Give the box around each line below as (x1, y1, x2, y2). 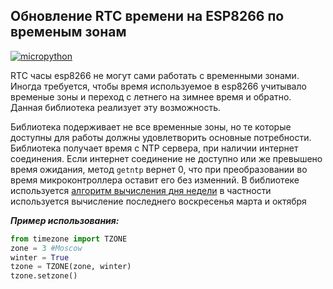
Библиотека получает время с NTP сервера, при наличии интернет (10, 142, 299, 154)
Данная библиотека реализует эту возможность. (10, 101, 222, 113)
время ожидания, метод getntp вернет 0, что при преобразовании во (10, 163, 308, 175)
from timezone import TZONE (10, 234, 128, 244)
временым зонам (10, 24, 127, 41)
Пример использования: (10, 214, 120, 226)
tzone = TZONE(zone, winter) (10, 262, 132, 272)
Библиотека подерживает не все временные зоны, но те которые (10, 120, 292, 133)
